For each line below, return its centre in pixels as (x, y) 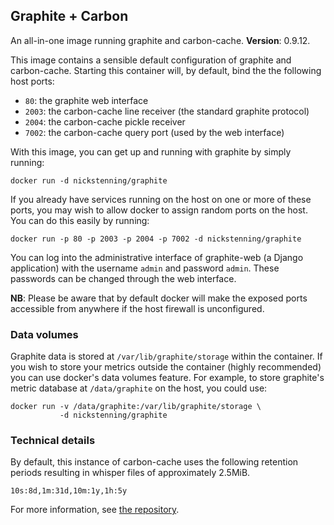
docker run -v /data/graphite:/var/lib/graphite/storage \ (136, 407)
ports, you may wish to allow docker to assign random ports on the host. (159, 210)
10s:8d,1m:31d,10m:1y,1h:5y (69, 491)
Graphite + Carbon (69, 16)
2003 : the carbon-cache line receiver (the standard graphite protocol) (167, 111)
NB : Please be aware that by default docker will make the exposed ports (159, 298)
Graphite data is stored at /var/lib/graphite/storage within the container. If (166, 356)
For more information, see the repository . (95, 510)
